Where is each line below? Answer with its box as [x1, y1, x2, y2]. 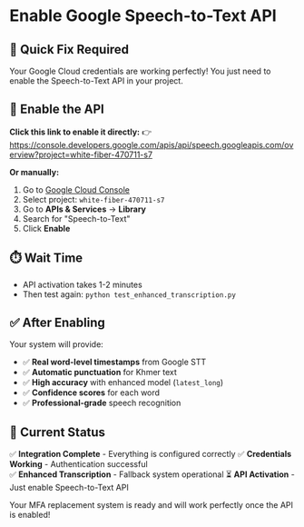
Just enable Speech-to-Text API [9, 482, 129, 493]
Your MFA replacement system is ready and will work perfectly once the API [9, 500, 293, 511]
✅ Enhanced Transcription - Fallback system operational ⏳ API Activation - [9, 469, 295, 480]
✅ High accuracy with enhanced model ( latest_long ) [22, 377, 224, 388]
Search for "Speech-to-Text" [22, 213, 131, 224]
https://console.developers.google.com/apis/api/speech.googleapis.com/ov [9, 139, 294, 150]
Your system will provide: [9, 339, 104, 350]
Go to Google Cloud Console [22, 184, 130, 195]
